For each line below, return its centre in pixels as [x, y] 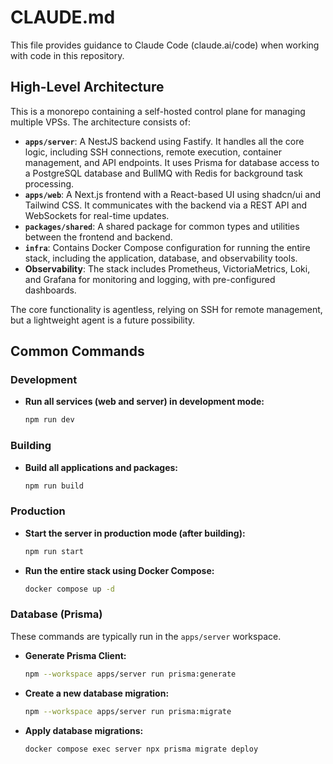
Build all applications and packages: [101, 467]
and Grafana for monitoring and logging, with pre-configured [150, 279]
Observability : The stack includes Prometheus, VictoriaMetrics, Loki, [167, 268]
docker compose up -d [69, 589]
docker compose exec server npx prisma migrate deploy [141, 749]
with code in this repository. [67, 55]
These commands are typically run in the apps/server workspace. [146, 636]
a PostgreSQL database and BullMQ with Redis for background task [164, 173]
